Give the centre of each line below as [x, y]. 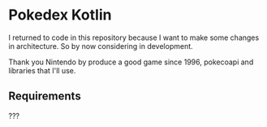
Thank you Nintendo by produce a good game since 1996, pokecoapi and [131, 62]
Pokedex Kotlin [60, 15]
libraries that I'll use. [42, 70]
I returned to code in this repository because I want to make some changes [134, 37]
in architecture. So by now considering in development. [101, 46]
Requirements [45, 96]
